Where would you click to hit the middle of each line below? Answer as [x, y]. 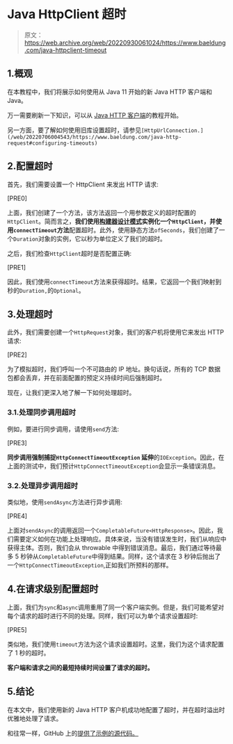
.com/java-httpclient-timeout [65, 50]
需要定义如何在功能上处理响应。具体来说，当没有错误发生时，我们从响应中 [120, 539]
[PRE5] [17, 629]
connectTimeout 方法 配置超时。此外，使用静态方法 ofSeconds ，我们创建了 [116, 229]
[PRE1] [17, 267]
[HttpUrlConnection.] [172, 130]
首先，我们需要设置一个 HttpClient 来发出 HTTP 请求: [83, 184]
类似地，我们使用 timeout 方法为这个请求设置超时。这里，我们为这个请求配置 [116, 644]
